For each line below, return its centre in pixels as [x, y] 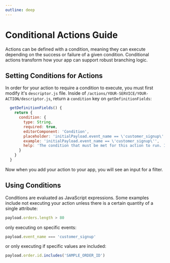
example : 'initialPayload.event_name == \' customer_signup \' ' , [91, 141]
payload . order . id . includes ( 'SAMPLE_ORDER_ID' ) [55, 256]
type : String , [38, 122]
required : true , [40, 127]
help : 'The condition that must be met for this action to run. [93, 146]
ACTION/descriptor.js [28, 99]
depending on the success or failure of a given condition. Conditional [77, 54]
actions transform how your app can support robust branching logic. [77, 60]
